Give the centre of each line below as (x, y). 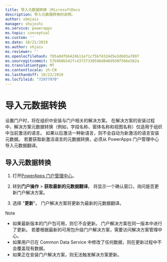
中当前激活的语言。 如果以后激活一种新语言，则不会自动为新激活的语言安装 (82, 133)
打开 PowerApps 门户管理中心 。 (45, 176)
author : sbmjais (22, 19)
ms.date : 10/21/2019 (27, 42)
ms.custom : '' (20, 38)
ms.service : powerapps (29, 28)
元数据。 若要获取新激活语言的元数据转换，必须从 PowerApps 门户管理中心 (82, 139)
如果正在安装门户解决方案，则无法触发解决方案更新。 (67, 255)
